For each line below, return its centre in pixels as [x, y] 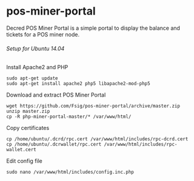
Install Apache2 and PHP [37, 67]
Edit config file [24, 161]
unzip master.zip [28, 111]
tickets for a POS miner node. [43, 34]
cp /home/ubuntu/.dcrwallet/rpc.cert [54, 145]
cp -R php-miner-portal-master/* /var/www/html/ [69, 117]
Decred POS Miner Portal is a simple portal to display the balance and [93, 28]
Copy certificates [28, 128]
